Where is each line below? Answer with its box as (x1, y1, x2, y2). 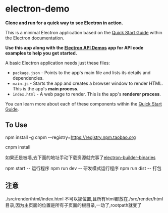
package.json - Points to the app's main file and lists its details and (12, 69, 151, 76)
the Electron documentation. (5, 35, 65, 41)
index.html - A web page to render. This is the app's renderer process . (12, 91, 161, 97)
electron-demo (5, 3, 70, 15)
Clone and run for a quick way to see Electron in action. (5, 20, 124, 26)
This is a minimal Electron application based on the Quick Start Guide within (5, 29, 162, 35)
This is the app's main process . (12, 85, 79, 91)
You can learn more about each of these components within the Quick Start (5, 100, 162, 107)
